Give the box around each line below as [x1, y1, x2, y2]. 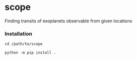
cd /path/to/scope [4, 42, 43, 47]
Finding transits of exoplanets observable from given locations [4, 18, 133, 24]
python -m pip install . [4, 50, 56, 56]
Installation [4, 30, 33, 37]
